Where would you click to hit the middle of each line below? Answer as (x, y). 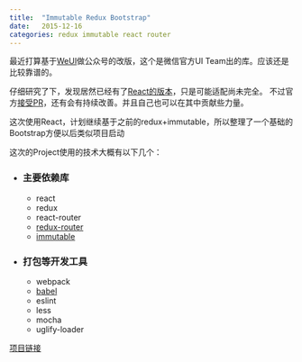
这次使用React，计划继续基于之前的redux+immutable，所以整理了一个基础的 (151, 122)
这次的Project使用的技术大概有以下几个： (86, 152)
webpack (53, 281)
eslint (46, 300)
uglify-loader (59, 329)
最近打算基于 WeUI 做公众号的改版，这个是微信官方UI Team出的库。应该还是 (149, 61)
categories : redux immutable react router (90, 34)
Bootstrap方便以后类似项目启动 (67, 133)
